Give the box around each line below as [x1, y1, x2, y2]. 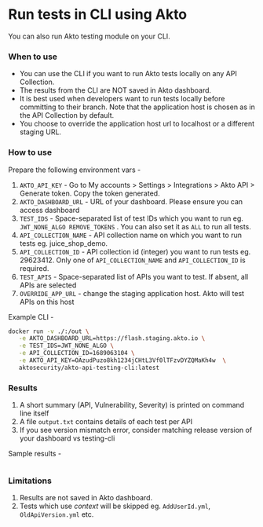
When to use [8, 51, 57, 62]
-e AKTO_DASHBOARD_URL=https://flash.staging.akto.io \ [18, 335, 206, 342]
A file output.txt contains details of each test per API [19, 417, 193, 426]
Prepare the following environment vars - [8, 165, 141, 174]
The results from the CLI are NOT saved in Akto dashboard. [19, 86, 212, 95]
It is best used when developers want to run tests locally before [19, 94, 225, 104]
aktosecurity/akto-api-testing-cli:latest [18, 364, 159, 371]
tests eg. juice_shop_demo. [19, 238, 108, 248]
